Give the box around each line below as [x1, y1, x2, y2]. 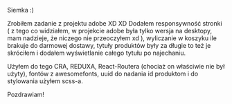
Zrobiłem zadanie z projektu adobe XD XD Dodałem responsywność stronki [7, 19, 223, 27]
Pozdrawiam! [7, 90, 45, 98]
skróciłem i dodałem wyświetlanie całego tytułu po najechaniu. [7, 49, 186, 57]
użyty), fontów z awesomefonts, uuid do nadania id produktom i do [7, 69, 199, 78]
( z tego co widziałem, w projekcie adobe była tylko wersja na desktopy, [7, 27, 213, 35]
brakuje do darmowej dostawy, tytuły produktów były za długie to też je [7, 42, 211, 49]
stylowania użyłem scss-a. [7, 77, 83, 85]
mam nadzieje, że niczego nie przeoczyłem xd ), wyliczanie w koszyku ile [7, 34, 217, 42]
